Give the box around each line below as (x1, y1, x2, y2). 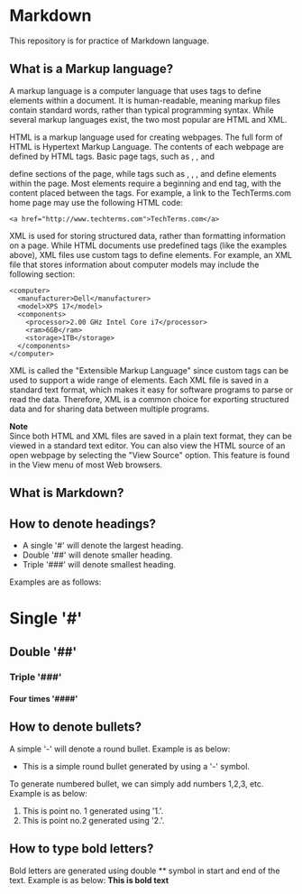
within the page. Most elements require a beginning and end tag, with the (9, 178, 281, 189)
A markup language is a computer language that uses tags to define (9, 85, 261, 96)
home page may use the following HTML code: (9, 197, 183, 207)
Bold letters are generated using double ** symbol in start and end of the (9, 865, 280, 876)
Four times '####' (9, 694, 78, 705)
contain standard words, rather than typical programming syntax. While (9, 105, 274, 115)
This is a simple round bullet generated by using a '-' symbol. (22, 760, 251, 771)
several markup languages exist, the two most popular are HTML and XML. (9, 114, 288, 124)
